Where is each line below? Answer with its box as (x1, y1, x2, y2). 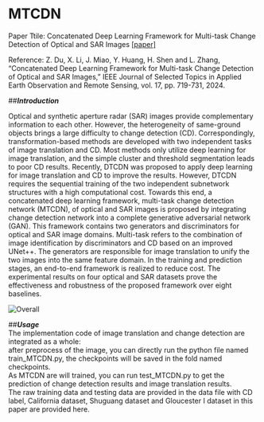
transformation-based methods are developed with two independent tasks (8, 136, 252, 146)
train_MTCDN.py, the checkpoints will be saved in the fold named (8, 354, 223, 363)
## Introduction (8, 96, 60, 105)
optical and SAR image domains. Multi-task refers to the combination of (8, 229, 243, 239)
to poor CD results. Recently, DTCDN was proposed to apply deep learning (8, 162, 253, 171)
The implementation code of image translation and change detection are (8, 328, 245, 338)
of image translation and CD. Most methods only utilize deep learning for (8, 145, 247, 154)
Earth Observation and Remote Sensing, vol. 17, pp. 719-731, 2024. (8, 80, 225, 90)
